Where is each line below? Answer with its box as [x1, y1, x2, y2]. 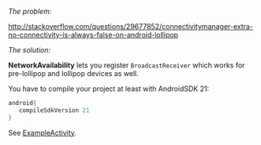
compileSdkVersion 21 [18, 106, 90, 114]
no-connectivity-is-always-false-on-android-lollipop [8, 31, 179, 39]
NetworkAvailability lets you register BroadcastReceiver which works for [8, 60, 245, 70]
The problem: [8, 7, 52, 16]
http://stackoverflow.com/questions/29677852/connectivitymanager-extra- [8, 22, 254, 31]
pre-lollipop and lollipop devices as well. [8, 69, 140, 78]
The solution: [8, 45, 51, 54]
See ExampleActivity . [8, 128, 77, 137]
